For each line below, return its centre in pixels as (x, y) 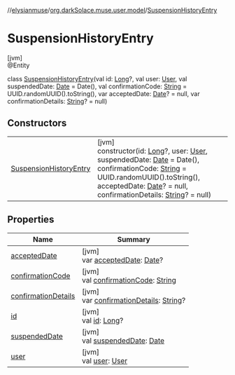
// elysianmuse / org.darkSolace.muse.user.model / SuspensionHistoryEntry (112, 10)
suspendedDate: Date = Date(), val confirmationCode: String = (97, 86)
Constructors (37, 123)
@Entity (19, 65)
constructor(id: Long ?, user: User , (152, 151)
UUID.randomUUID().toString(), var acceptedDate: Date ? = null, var (104, 93)
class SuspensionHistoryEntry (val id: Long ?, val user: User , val (97, 79)
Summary (134, 239)
